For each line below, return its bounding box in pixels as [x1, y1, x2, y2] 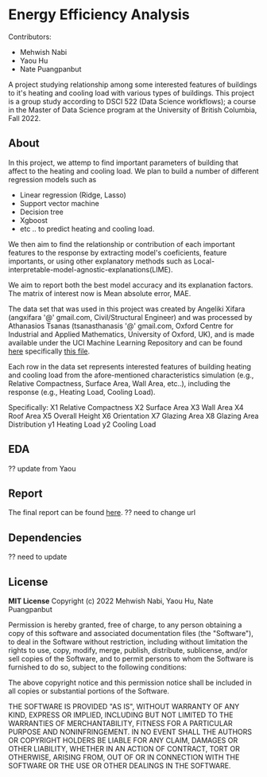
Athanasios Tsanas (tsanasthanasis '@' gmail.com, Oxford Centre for [8, 321, 234, 330]
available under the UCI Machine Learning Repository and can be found [8, 338, 243, 347]
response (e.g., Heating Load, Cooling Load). [8, 387, 156, 396]
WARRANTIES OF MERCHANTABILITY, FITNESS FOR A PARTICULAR [8, 719, 233, 728]
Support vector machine [19, 198, 99, 208]
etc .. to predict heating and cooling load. [19, 224, 155, 233]
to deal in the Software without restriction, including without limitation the [8, 637, 248, 646]
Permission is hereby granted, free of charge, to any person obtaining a [8, 620, 242, 630]
